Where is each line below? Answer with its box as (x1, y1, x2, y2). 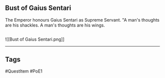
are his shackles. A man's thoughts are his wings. (5, 22, 105, 28)
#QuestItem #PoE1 (5, 68, 43, 74)
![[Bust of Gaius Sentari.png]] (5, 36, 65, 42)
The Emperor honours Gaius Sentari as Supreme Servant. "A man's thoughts (5, 17, 160, 23)
